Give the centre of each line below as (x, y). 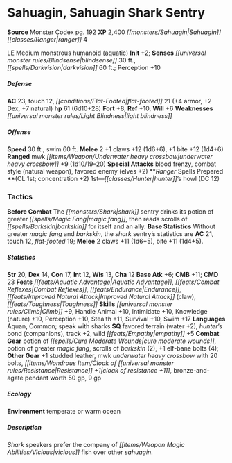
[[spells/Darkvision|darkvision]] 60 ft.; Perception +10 (84, 67)
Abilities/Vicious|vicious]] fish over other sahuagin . (80, 452)
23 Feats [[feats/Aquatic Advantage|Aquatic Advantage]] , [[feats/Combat (113, 282)
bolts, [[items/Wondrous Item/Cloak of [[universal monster (91, 363)
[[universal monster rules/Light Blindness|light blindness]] (90, 115)
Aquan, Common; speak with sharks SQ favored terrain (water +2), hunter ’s (115, 326)
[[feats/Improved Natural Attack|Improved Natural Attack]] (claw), (101, 297)
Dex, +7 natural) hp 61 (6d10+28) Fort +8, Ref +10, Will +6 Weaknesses (110, 108)
